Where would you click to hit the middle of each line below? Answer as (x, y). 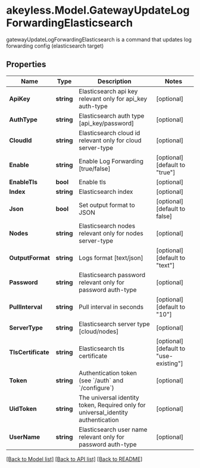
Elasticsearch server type (114, 323)
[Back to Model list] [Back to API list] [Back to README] (74, 459)
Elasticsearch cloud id (110, 133)
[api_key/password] (107, 123)
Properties (26, 65)
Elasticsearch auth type (112, 115)
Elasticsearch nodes (107, 225)
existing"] (170, 363)
